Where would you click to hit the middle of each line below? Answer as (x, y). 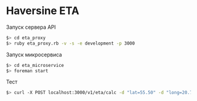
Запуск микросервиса (34, 55)
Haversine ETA (43, 11)
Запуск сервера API (31, 27)
